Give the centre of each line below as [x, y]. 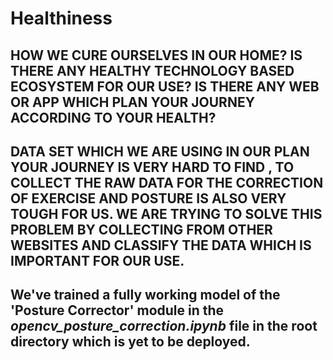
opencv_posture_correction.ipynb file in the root [164, 326]
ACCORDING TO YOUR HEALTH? [113, 117]
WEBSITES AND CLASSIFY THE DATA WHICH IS [161, 245]
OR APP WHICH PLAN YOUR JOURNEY [133, 102]
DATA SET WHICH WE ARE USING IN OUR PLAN [160, 151]
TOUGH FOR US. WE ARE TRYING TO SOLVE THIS [166, 213]
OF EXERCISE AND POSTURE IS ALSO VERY [148, 198]
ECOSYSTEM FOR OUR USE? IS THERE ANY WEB [165, 86]
